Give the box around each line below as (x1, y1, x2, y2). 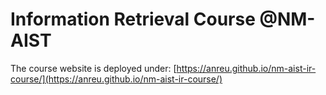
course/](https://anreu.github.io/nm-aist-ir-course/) (10, 73, 223, 85)
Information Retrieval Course (10, 8, 256, 31)
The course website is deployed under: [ (10, 62, 177, 74)
